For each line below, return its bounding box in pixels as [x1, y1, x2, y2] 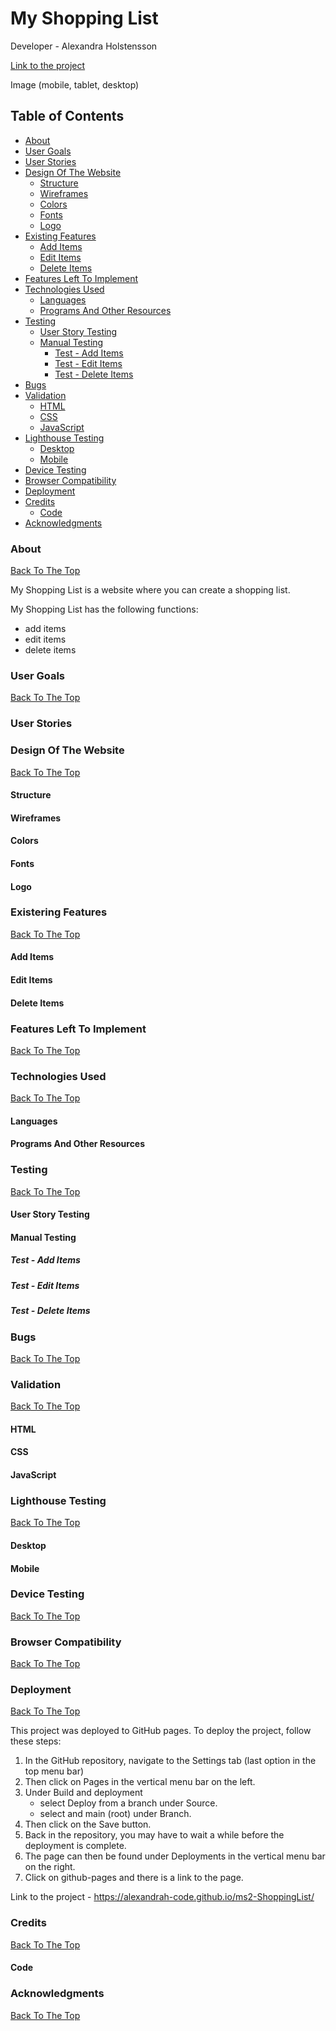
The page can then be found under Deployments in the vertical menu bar [24, 1850, 326, 1862]
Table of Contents [10, 108, 125, 125]
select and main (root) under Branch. [39, 1808, 192, 1820]
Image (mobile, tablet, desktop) [10, 78, 140, 91]
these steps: [10, 1735, 62, 1747]
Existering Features [10, 905, 108, 919]
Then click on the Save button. [24, 1818, 152, 1831]
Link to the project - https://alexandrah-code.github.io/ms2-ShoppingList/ [10, 1891, 315, 1903]
